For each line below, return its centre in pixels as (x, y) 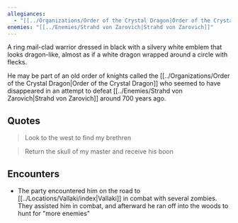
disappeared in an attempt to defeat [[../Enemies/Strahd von (95, 91)
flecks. (17, 62)
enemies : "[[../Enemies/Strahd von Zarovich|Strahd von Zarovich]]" (110, 27)
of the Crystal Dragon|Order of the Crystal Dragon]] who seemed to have (114, 84)
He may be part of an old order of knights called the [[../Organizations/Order (119, 76)
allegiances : (27, 14)
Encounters (34, 174)
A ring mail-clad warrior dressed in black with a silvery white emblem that (115, 47)
